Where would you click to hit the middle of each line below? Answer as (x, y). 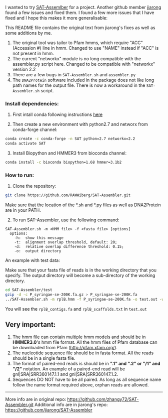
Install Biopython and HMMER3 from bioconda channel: (69, 153)
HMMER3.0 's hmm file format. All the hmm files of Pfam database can (85, 342)
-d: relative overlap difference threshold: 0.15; (69, 247)
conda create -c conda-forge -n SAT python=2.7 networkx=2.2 (70, 139)
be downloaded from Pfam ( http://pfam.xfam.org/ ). (65, 347)
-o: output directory (38, 251)
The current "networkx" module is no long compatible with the (77, 59)
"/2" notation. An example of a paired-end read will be (69, 369)
